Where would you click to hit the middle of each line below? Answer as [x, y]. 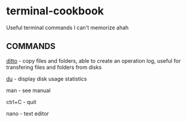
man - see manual [28, 90]
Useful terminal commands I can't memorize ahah [68, 28]
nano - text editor [28, 113]
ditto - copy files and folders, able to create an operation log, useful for [93, 60]
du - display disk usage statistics [47, 78]
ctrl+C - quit [22, 102]
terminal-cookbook [55, 11]
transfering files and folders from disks [54, 67]
